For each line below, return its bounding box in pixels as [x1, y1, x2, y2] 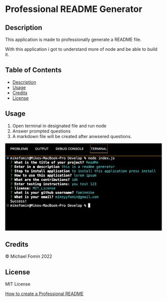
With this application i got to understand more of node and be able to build [5, 46, 158, 52]
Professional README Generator [5, 3, 143, 15]
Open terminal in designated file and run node [12, 123, 107, 129]
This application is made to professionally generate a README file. [5, 36, 142, 42]
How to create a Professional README [5, 291, 83, 297]
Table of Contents [5, 66, 62, 74]
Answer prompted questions [12, 128, 71, 134]
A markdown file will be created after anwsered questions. [12, 133, 132, 139]
